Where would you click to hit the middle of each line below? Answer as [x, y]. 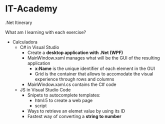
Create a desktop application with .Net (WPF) [75, 52]
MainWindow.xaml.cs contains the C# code [72, 84]
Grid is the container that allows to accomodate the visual [94, 73]
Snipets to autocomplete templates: [64, 95]
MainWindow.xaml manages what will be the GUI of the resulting [93, 57]
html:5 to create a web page [64, 100]
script [41, 105]
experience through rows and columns [74, 79]
